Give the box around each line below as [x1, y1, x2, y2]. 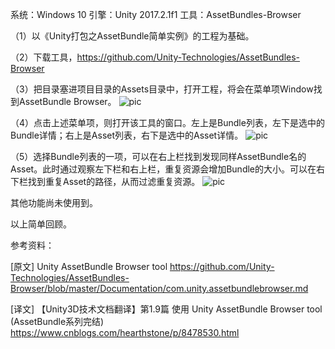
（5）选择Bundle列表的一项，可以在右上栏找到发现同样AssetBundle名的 [10, 151, 307, 162]
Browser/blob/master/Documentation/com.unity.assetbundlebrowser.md [10, 283, 309, 294]
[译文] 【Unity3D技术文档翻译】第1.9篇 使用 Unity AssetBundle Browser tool [10, 303, 323, 315]
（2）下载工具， [10, 51, 78, 63]
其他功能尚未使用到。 [10, 197, 98, 208]
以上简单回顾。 [10, 218, 72, 230]
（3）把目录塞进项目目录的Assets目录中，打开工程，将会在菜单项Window [10, 83, 314, 95]
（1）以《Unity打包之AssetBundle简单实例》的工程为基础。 [10, 30, 255, 42]
